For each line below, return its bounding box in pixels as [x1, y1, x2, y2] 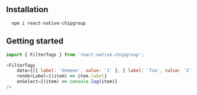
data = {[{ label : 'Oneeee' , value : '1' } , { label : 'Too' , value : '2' [17, 67, 192, 74]
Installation [6, 5, 49, 15]
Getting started [6, 36, 64, 46]
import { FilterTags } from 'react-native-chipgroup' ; [6, 52, 144, 57]
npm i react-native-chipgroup [11, 20, 86, 26]
